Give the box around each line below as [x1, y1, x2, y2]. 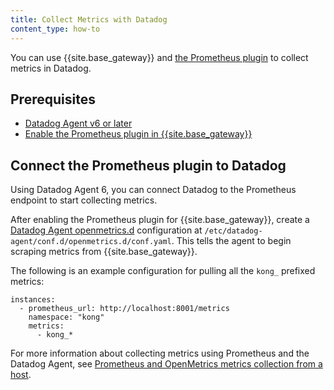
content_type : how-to [10, 24, 101, 34]
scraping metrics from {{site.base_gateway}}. [10, 246, 198, 258]
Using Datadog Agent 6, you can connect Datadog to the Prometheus [10, 184, 297, 196]
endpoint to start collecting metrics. [10, 194, 158, 206]
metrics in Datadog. [10, 62, 92, 74]
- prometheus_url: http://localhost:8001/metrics [19, 304, 230, 314]
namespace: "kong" [28, 312, 105, 323]
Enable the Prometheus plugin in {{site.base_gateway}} [24, 128, 253, 140]
